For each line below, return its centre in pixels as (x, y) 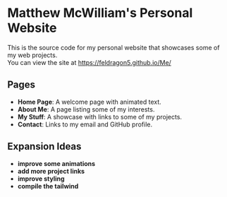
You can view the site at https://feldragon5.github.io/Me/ (89, 62)
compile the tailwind (48, 186)
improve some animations (56, 163)
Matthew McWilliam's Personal (100, 13)
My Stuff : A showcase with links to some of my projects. (99, 117)
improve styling (41, 179)
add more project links (51, 171)
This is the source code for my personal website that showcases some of (114, 47)
